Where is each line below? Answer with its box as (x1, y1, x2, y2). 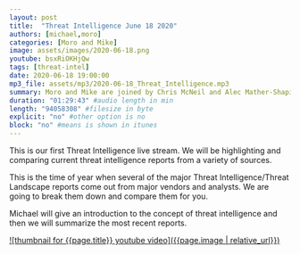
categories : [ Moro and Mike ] (9, 37, 118, 47)
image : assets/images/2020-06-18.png (9, 46, 150, 55)
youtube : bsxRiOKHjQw (9, 54, 90, 63)
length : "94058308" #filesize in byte (9, 104, 154, 113)
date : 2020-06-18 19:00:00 (9, 71, 110, 80)
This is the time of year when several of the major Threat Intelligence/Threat (9, 172, 289, 183)
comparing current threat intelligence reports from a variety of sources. (9, 155, 272, 165)
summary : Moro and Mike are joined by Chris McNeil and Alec (9, 87, 242, 96)
